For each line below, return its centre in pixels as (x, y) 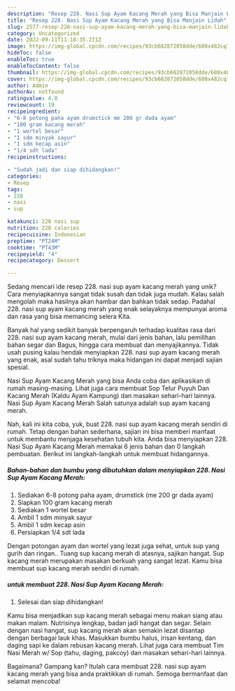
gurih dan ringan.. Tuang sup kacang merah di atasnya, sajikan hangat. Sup (116, 554)
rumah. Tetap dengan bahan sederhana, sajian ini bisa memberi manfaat (111, 432)
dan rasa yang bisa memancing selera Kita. (69, 317)
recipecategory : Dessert (43, 261)
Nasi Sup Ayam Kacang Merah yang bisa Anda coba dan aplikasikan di (109, 381)
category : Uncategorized (43, 33)
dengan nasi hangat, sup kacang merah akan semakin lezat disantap (106, 631)
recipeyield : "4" (33, 254)
